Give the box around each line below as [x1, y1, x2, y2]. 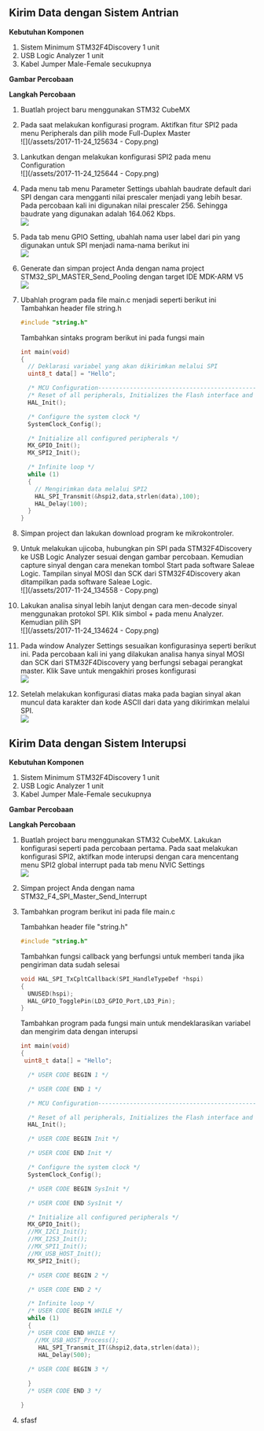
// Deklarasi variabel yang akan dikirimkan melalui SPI [27, 362, 218, 370]
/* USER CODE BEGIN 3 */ [27, 1366, 109, 1374]
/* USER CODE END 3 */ [27, 1387, 102, 1395]
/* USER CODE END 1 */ [27, 1085, 102, 1093]
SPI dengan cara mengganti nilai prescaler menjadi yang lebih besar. [20, 192, 243, 201]
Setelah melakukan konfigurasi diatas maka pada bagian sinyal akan [20, 690, 242, 699]
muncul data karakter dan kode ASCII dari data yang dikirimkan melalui [20, 697, 250, 707]
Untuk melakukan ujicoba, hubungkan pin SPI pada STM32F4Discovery [20, 544, 252, 554]
